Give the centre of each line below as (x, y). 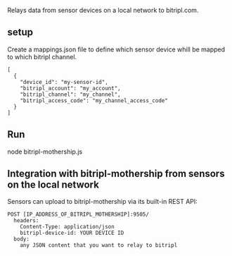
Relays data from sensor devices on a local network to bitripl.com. (103, 10)
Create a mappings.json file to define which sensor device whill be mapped (116, 49)
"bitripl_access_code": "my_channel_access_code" (94, 100)
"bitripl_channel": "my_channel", (70, 95)
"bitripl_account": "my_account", (70, 88)
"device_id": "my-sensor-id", (64, 82)
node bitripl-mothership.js (45, 152)
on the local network (53, 185)
